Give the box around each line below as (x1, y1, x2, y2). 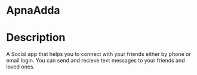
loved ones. (6, 63, 35, 70)
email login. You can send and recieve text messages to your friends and (6, 57, 185, 64)
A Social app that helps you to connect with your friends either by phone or (6, 51, 191, 58)
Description (6, 31, 66, 45)
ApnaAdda (6, 4, 61, 17)
